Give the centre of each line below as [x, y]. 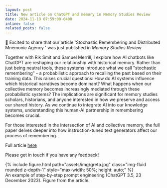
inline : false [20, 24]
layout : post [19, 10]
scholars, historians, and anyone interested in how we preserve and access [83, 99]
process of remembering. [31, 136]
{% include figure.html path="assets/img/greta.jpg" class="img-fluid [76, 165]
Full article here [21, 145]
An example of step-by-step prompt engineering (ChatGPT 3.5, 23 [73, 175]
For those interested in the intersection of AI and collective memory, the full [83, 125]
